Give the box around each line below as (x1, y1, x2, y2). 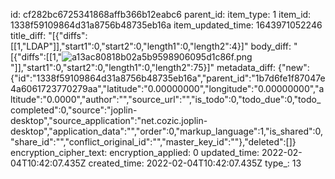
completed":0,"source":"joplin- (10, 104, 138, 116)
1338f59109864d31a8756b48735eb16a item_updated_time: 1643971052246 (10, 19, 323, 31)
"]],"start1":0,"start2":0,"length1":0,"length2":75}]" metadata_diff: (10, 62, 277, 73)
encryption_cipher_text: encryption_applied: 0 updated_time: (10, 147, 260, 158)
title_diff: (10, 30, 47, 41)
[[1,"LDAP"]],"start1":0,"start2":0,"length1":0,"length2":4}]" (10, 40, 249, 52)
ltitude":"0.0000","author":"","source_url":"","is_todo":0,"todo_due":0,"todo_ (10, 94, 322, 105)
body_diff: (250, 40, 292, 52)
